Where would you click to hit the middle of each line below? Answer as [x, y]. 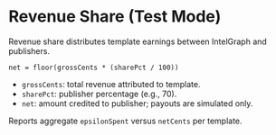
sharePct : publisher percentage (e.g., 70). [99, 94]
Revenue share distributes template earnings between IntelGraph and [138, 41]
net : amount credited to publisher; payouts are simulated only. [137, 103]
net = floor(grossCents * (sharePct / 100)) [94, 67]
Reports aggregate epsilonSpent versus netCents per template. [125, 121]
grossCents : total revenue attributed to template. [111, 84]
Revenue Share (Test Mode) [115, 17]
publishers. [29, 50]
